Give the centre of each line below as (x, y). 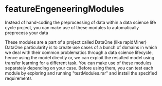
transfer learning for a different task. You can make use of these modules (78, 63)
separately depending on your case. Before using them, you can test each (79, 68)
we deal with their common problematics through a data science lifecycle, (79, 52)
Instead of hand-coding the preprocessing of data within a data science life (81, 22)
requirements (18, 78)
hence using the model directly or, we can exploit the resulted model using (80, 57)
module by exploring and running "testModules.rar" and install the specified (81, 73)
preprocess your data (27, 33)
